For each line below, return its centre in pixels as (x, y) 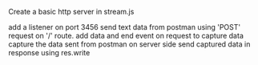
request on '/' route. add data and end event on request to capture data (126, 36)
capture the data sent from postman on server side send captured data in (129, 44)
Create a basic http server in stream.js (71, 12)
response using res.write (49, 53)
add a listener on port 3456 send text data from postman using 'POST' (125, 27)
